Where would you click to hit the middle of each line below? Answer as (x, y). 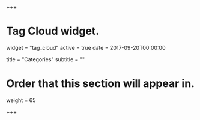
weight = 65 (21, 100)
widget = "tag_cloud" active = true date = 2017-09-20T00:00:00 (86, 47)
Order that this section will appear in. (101, 84)
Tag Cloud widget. (53, 31)
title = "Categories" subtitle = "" (46, 59)
